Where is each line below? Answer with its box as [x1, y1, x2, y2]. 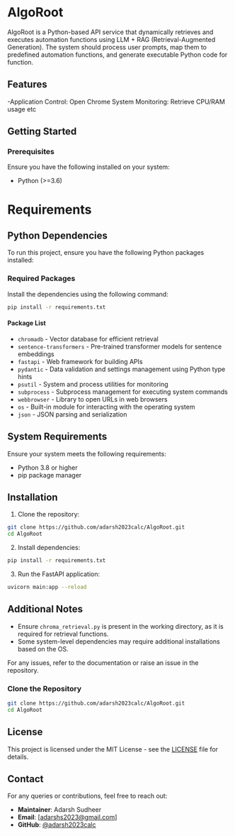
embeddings [17, 349, 55, 358]
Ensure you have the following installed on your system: [7, 163, 170, 171]
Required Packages [7, 274, 76, 284]
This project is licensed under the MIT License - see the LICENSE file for [7, 744, 218, 753]
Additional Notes [7, 603, 84, 615]
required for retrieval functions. [17, 629, 109, 638]
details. [7, 752, 29, 761]
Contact [7, 773, 44, 785]
